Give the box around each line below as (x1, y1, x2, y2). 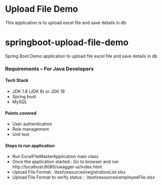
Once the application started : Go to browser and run (12, 159, 119, 165)
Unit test (12, 132, 29, 137)
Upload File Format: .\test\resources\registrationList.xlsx (12, 169, 126, 175)
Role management (12, 126, 49, 132)
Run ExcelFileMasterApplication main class (12, 154, 99, 159)
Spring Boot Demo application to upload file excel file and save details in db (5, 53, 158, 59)
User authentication (12, 121, 52, 127)
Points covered (5, 110, 37, 116)
